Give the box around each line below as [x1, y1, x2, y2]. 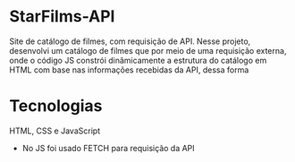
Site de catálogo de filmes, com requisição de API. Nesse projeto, [9, 36, 251, 47]
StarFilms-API [9, 6, 115, 27]
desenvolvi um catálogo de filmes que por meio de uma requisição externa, [9, 45, 287, 55]
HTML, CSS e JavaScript [9, 125, 101, 136]
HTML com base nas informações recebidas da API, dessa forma [9, 64, 249, 75]
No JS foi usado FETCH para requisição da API [21, 142, 195, 153]
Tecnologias [9, 96, 103, 116]
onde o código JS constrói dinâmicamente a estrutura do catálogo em [9, 55, 267, 65]
